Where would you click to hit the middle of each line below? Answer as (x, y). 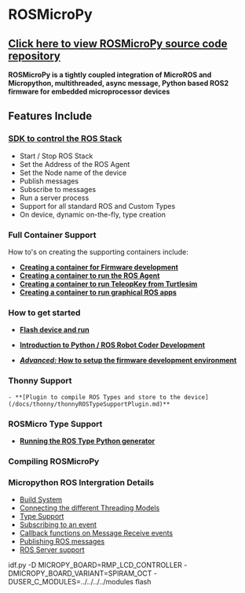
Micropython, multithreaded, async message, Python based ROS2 (119, 83)
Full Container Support (52, 235)
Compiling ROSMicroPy (54, 461)
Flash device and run (54, 330)
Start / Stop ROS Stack (56, 156)
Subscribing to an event (58, 524)
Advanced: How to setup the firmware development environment (128, 361)
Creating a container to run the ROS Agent (90, 275)
